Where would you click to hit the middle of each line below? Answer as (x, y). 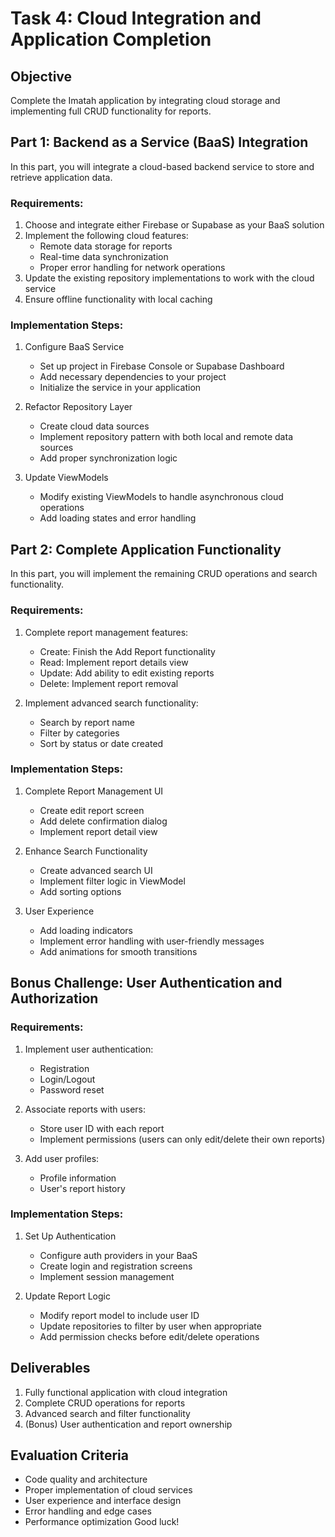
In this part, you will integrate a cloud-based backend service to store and (162, 166)
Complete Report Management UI (94, 791)
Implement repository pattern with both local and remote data (166, 437)
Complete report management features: (106, 632)
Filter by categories (79, 733)
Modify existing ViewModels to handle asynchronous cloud (161, 497)
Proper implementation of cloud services (108, 1490)
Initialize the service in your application (120, 388)
